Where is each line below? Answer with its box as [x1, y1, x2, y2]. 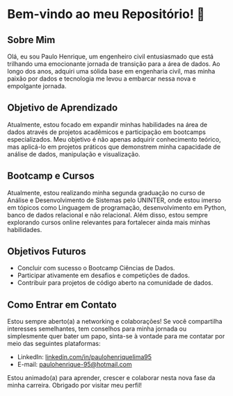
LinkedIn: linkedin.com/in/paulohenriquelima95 [17, 353, 152, 361]
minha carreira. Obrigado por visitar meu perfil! [7, 381, 143, 390]
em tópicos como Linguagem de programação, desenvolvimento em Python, [7, 203, 227, 211]
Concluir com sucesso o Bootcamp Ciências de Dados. [17, 264, 175, 272]
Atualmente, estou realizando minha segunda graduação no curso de [7, 188, 205, 197]
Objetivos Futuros [7, 246, 86, 258]
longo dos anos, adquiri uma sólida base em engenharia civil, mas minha [7, 67, 216, 75]
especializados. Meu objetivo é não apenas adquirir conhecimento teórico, [7, 135, 221, 143]
